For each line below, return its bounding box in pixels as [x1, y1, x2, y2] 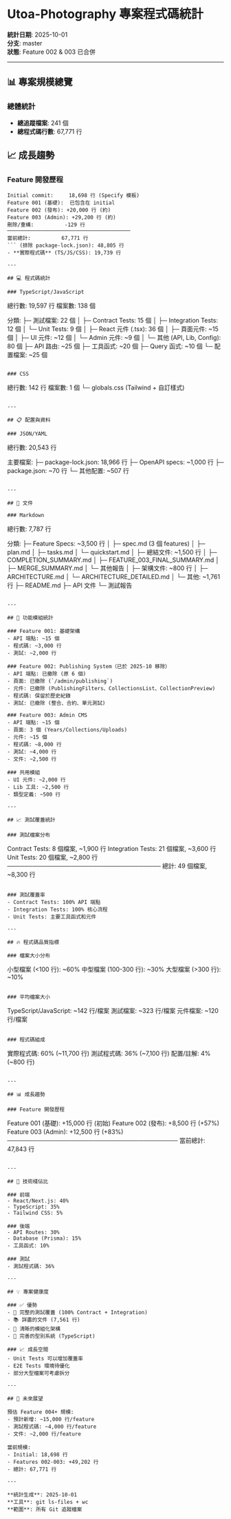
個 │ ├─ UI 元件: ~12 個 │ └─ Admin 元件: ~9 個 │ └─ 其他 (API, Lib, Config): [7, 334, 221, 342]
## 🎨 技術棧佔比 [7, 1178, 49, 1185]
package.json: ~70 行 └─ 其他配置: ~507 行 [7, 467, 129, 475]
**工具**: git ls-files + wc [7, 1499, 89, 1506]
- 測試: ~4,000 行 [7, 749, 57, 756]
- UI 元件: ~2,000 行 [7, 776, 66, 783]
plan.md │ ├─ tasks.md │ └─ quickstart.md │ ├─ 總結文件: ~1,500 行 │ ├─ [7, 548, 217, 556]
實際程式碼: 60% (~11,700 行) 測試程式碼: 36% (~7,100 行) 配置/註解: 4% [7, 1049, 211, 1058]
